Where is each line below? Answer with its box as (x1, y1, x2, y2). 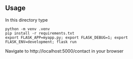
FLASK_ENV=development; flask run (5, 39, 77, 44)
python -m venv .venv (5, 27, 50, 31)
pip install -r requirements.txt (5, 30, 75, 36)
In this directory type (5, 17, 48, 23)
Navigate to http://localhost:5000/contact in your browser (5, 48, 124, 54)
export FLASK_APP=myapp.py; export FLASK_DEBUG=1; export (5, 35, 128, 40)
